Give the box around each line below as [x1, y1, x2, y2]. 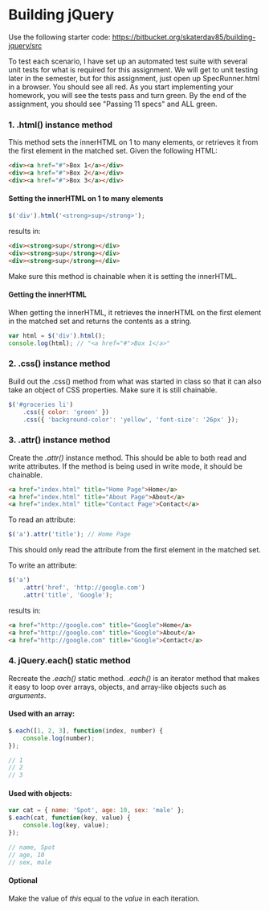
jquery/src [8, 40, 43, 50]
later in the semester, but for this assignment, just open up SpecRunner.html [8, 73, 259, 83]
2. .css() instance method [8, 358, 111, 369]
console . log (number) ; [22, 734, 95, 742]
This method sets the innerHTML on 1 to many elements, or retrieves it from [8, 137, 259, 147]
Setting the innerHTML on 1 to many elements [8, 194, 164, 203]
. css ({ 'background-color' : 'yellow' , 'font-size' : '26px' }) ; [22, 416, 239, 424]
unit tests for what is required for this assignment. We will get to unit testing [8, 64, 259, 74]
